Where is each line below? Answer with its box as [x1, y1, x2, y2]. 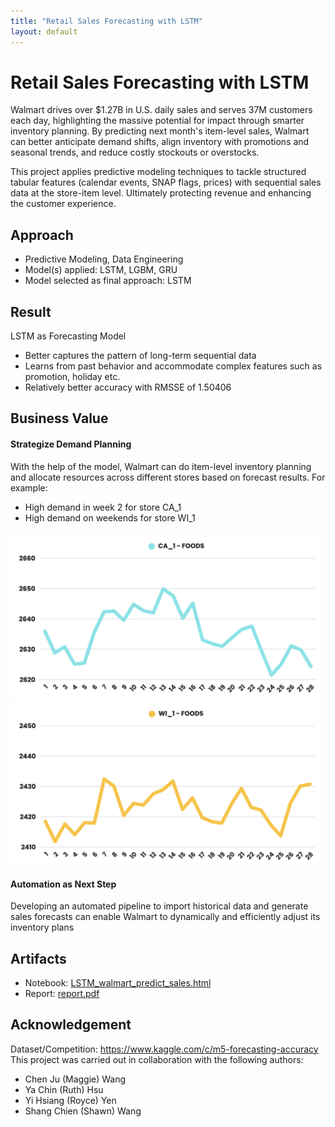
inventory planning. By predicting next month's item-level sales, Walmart [10, 125, 310, 137]
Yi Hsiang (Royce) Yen [24, 1094, 117, 1106]
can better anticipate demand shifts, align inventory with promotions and [10, 136, 310, 148]
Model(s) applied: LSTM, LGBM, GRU [24, 264, 178, 276]
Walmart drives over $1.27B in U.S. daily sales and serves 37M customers [10, 104, 313, 116]
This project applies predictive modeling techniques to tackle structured [10, 166, 307, 178]
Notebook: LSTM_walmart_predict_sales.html [24, 976, 212, 989]
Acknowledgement [10, 1016, 132, 1034]
